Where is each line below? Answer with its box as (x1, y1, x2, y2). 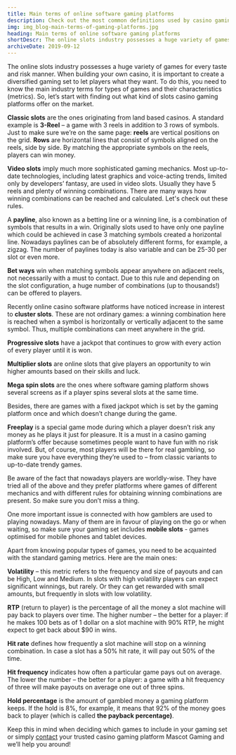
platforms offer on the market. (7, 100, 94, 108)
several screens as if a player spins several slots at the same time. (7, 388, 199, 396)
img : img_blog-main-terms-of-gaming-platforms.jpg (7, 23, 159, 30)
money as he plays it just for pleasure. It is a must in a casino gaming (7, 431, 207, 438)
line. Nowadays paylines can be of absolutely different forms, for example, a (7, 238, 228, 246)
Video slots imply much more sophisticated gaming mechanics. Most (7, 165, 209, 172)
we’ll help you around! (7, 740, 72, 748)
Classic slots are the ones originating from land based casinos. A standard (7, 113, 224, 122)
